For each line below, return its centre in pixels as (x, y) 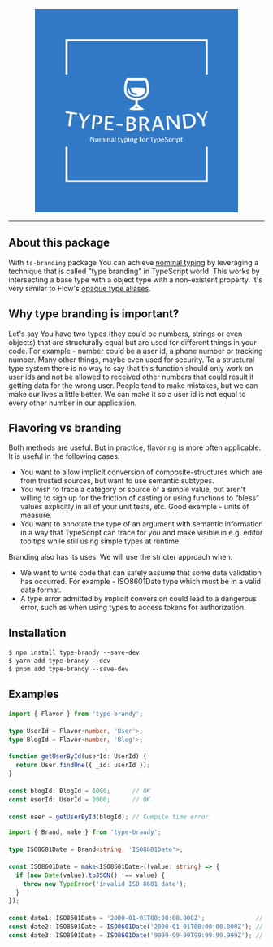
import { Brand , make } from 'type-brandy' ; (85, 832)
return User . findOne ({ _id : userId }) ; (83, 766)
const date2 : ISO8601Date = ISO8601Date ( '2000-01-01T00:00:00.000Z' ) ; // (136, 927)
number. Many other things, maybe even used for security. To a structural (132, 360)
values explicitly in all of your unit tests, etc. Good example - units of (134, 507)
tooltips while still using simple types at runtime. (100, 541)
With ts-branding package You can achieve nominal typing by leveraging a (133, 262)
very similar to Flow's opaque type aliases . (80, 288)
